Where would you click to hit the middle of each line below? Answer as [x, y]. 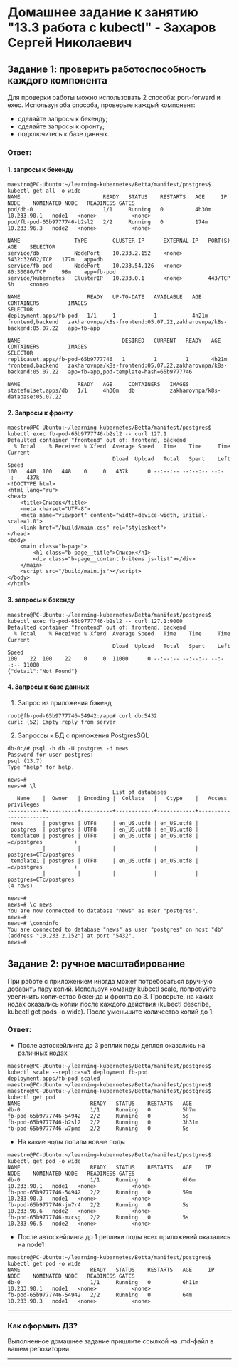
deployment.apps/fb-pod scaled [54, 1079]
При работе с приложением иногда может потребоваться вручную [110, 981]
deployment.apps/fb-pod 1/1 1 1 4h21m [108, 316]
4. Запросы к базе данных [48, 687]
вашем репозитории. [39, 1349]
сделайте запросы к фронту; [61, 126]
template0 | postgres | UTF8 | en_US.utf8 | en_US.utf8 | [105, 836]
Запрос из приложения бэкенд [64, 702]
